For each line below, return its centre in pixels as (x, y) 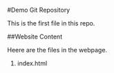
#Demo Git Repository (39, 10)
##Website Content (35, 36)
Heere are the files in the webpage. (57, 50)
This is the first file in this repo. (51, 23)
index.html (32, 63)
